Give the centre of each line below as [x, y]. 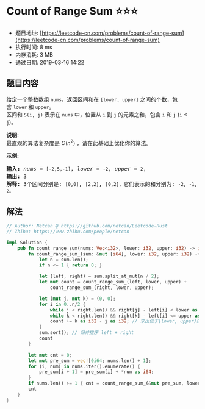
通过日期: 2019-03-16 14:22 [50, 62]
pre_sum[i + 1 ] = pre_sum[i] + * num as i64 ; [96, 372]
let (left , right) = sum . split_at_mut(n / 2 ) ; [99, 276]
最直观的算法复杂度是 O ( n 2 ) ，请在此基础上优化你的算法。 [79, 142]
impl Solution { [27, 243]
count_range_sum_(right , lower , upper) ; [102, 288]
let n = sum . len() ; [63, 260]
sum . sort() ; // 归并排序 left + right [86, 333]
